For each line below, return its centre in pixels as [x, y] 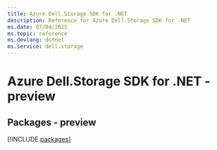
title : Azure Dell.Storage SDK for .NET [68, 14]
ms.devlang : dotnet [36, 40]
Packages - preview [52, 122]
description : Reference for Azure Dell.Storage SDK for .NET [99, 20]
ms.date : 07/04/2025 [38, 27]
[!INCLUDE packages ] [39, 139]
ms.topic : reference [38, 33]
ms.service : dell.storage [45, 46]
